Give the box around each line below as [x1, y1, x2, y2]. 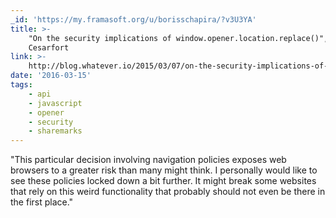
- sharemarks [28, 126, 83, 136]
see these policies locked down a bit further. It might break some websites [10, 175, 317, 187]
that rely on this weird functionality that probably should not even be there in [10, 186, 326, 198]
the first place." [10, 196, 74, 208]
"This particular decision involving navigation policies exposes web [10, 154, 287, 166]
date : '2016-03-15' [10, 71, 92, 81]
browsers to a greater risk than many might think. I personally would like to [10, 164, 318, 176]
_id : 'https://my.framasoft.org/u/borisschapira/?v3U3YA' [10, 14, 257, 25]
